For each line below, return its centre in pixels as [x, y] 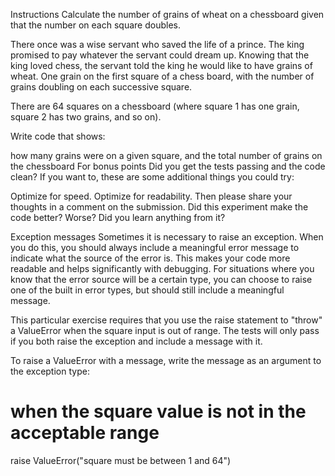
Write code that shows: [58, 136]
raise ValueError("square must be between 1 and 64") [121, 460]
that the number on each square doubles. [95, 25]
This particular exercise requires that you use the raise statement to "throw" [166, 320]
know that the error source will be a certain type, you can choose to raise [161, 279]
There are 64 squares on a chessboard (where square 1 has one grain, [155, 106]
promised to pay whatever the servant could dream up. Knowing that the [160, 55]
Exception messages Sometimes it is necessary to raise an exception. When [167, 237]
